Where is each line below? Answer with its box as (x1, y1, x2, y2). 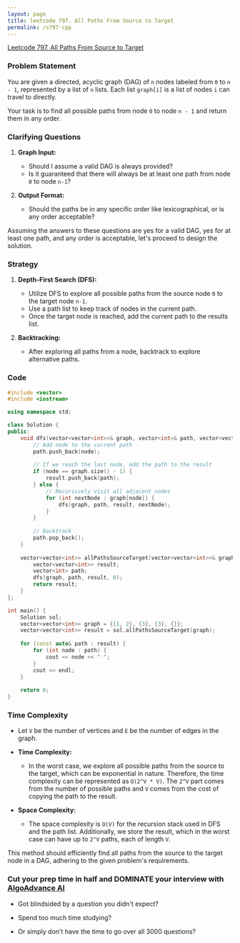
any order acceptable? (28, 212, 95, 221)
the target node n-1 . (28, 297, 88, 306)
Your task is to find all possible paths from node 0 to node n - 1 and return (7, 106, 227, 115)
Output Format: (17, 191, 65, 199)
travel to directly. (7, 92, 57, 101)
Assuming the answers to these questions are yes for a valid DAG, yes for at (7, 226, 231, 234)
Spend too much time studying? (17, 913, 112, 922)
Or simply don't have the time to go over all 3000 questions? (17, 927, 196, 936)
